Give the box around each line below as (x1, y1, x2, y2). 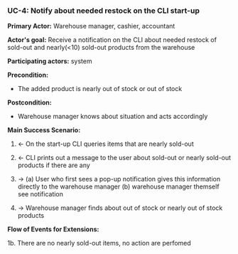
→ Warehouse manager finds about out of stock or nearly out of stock (17, 203, 223, 212)
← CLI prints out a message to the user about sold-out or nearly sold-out (17, 154, 232, 162)
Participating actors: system (7, 57, 92, 65)
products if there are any (17, 161, 90, 169)
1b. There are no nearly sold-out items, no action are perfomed (7, 239, 192, 248)
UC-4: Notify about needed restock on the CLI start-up (7, 6, 200, 16)
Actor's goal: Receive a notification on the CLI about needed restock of (7, 36, 217, 44)
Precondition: (7, 70, 48, 80)
